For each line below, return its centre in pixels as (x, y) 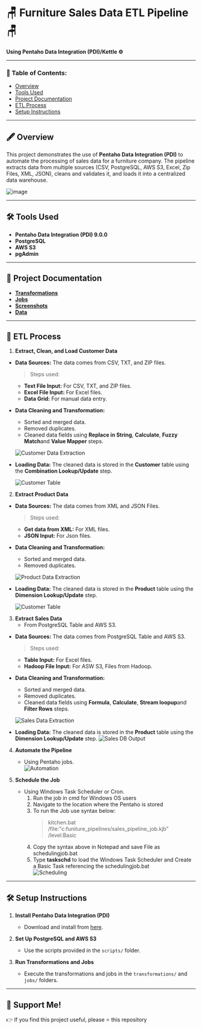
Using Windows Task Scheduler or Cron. (74, 792)
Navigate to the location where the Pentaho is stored (98, 804)
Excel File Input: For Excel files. (63, 393)
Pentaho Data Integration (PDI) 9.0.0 (61, 234)
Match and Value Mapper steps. (64, 441)
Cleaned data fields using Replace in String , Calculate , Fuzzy (101, 435)
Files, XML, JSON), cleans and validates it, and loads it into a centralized (96, 174)
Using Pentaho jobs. (49, 762)
